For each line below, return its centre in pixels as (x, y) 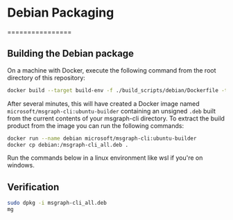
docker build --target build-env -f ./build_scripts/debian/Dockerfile (113, 90)
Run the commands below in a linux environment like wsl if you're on (105, 158)
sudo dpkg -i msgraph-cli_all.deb (57, 203)
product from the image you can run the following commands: (96, 125)
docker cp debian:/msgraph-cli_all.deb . (68, 145)
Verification (33, 187)
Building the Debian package (70, 54)
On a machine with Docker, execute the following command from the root (112, 70)
